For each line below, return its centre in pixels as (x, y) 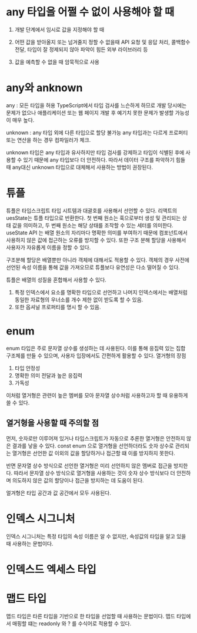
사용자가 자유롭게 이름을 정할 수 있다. (49, 247)
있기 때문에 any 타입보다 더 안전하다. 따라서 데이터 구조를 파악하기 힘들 (104, 160)
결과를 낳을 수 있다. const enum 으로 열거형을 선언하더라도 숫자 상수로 (93, 446)
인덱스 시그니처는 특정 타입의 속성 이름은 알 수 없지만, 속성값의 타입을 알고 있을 (96, 536)
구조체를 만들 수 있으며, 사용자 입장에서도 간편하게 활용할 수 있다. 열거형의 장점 (96, 355)
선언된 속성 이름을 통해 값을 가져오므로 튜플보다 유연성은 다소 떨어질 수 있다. (93, 267)
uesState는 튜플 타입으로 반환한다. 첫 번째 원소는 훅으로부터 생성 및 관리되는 (94, 218)
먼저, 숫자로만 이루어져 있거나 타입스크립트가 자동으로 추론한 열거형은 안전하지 (96, 438)
